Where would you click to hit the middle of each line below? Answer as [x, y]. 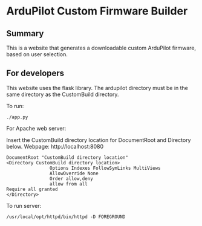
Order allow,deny [71, 179]
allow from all [68, 184]
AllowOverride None [74, 173]
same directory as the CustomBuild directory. [63, 94]
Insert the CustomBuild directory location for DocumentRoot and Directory [99, 140]
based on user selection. [37, 54]
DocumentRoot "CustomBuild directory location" [67, 157]
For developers [35, 73]
